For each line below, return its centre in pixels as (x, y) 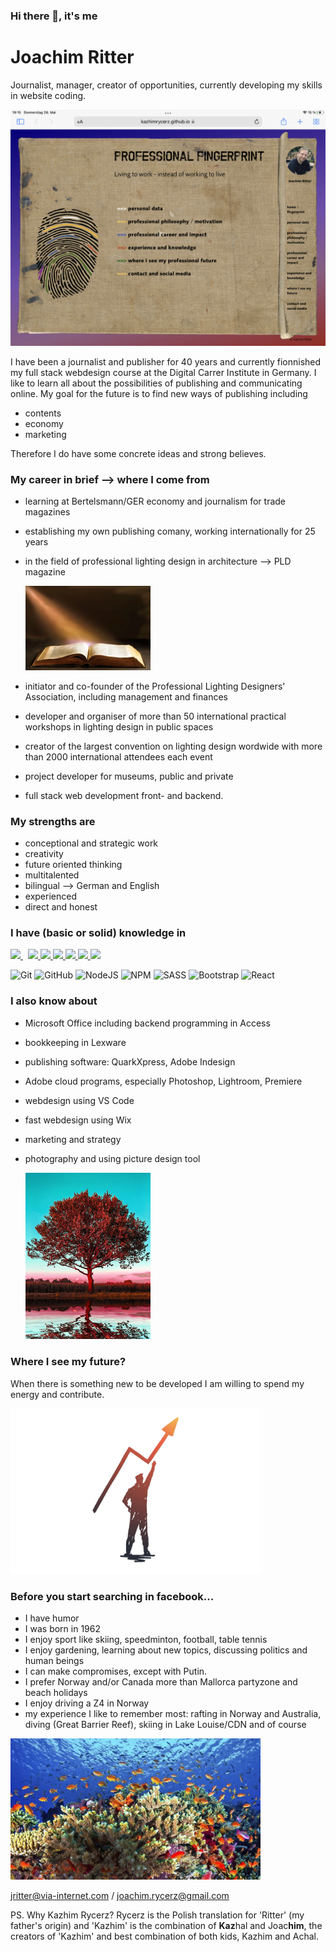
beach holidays (56, 1693)
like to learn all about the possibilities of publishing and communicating (156, 383)
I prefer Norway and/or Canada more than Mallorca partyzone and (161, 1682)
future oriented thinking (73, 864)
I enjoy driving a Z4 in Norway (87, 1703)
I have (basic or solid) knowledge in (98, 932)
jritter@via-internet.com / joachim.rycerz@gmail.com (120, 1895)
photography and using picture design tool (112, 1158)
